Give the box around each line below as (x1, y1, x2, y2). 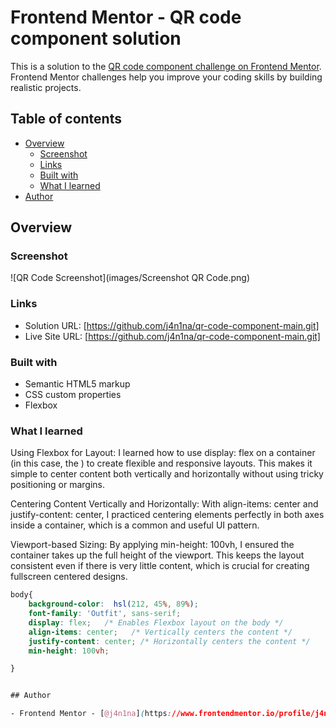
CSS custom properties (24, 389, 122, 401)
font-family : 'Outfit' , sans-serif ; (28, 609, 182, 619)
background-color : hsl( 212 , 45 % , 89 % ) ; (28, 599, 199, 610)
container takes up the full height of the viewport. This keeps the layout (10, 549, 305, 561)
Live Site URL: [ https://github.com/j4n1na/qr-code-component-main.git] (24, 330, 321, 342)
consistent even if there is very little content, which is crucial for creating (10, 560, 310, 572)
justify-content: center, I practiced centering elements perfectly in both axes (10, 509, 325, 521)
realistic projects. (10, 81, 82, 93)
